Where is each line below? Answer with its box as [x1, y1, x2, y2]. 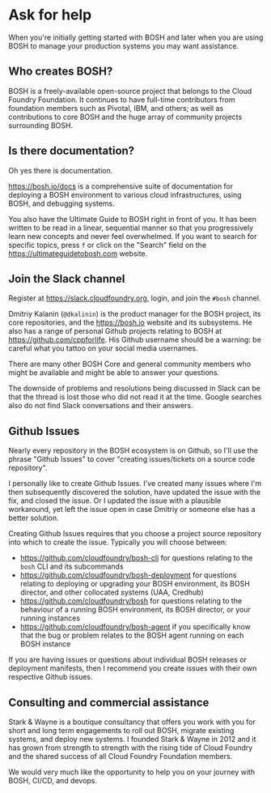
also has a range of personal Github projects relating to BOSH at [8, 326, 222, 336]
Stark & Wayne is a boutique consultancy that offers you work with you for [8, 717, 256, 727]
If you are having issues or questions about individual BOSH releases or [8, 654, 248, 665]
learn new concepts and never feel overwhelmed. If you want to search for [8, 231, 257, 241]
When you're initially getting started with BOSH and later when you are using [8, 32, 264, 42]
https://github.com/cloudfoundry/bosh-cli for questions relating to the [19, 553, 253, 563]
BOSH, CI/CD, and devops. [8, 776, 98, 785]
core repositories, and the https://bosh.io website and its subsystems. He [8, 318, 252, 327]
